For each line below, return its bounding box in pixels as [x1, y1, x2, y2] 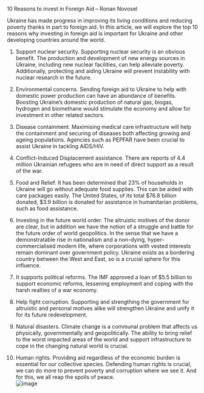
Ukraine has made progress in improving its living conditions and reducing [7, 17, 193, 24]
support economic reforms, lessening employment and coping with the [15, 280, 194, 287]
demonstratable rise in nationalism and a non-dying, [15, 236, 146, 243]
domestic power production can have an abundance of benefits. [15, 92, 177, 99]
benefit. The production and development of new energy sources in [15, 55, 185, 61]
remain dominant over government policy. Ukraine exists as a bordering [15, 249, 195, 256]
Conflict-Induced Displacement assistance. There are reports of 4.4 [15, 154, 186, 162]
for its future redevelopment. [15, 311, 87, 318]
